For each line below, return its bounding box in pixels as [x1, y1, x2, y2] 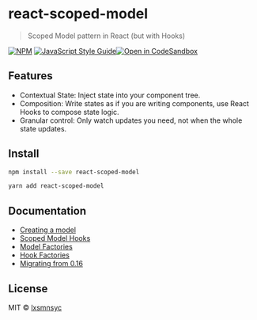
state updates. [19, 124, 67, 133]
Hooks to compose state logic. [19, 107, 120, 116]
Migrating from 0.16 [19, 259, 83, 269]
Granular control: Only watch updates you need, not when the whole [19, 116, 243, 125]
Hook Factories [19, 250, 70, 260]
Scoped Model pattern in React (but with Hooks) [27, 31, 186, 40]
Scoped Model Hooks [19, 234, 91, 243]
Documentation [8, 204, 87, 218]
